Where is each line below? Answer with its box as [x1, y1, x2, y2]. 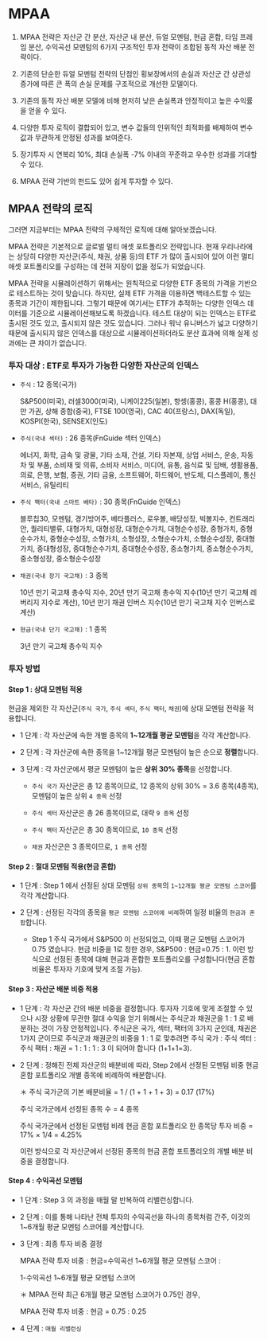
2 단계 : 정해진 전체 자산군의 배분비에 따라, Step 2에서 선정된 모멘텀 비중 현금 [19, 1060, 259, 1069]
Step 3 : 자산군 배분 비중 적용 [8, 984, 99, 994]
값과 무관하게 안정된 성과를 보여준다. [19, 132, 133, 142]
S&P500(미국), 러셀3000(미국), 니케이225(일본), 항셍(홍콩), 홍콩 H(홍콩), [19, 397, 249, 406]
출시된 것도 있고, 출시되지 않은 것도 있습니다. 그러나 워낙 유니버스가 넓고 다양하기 [8, 318, 258, 327]
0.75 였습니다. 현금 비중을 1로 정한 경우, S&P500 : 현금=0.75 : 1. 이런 [31, 944, 246, 954]
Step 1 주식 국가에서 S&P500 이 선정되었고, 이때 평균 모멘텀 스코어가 [31, 935, 246, 944]
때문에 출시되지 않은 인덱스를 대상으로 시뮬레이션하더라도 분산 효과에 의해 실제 [8, 328, 250, 338]
